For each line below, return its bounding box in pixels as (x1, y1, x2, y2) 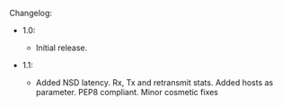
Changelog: (9, 8, 52, 18)
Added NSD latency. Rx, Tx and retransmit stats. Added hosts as (35, 77, 274, 88)
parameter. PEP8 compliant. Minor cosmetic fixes (35, 87, 218, 97)
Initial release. (35, 42, 88, 53)
